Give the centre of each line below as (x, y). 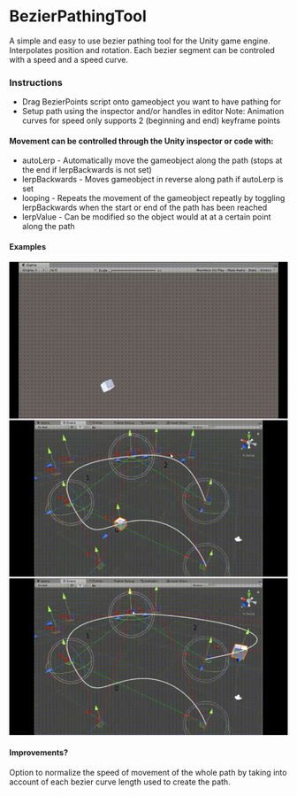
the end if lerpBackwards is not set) (87, 170)
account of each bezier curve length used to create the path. (120, 782)
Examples (28, 247)
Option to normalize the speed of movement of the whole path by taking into (148, 772)
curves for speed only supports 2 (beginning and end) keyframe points (151, 120)
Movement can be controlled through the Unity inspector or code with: (141, 141)
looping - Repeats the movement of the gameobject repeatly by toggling (153, 198)
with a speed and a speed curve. (69, 59)
